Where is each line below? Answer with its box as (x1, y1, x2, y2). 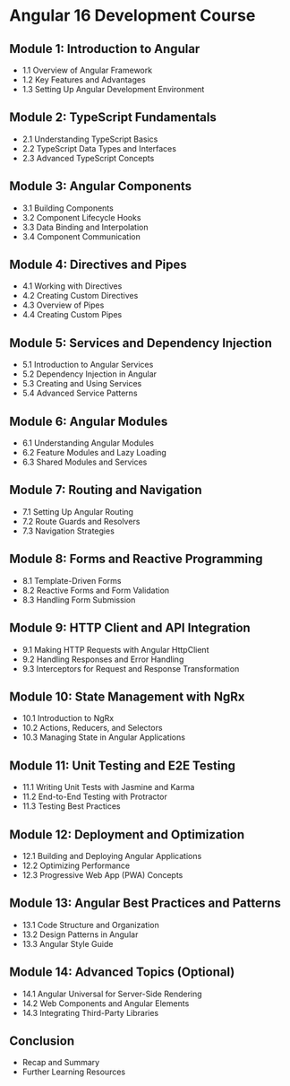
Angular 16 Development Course (9, 5, 256, 26)
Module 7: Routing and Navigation (9, 482, 202, 498)
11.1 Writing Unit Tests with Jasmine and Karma (21, 782, 195, 793)
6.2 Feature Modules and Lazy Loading (21, 447, 167, 458)
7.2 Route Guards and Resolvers (21, 516, 141, 526)
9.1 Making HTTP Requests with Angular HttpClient (21, 644, 209, 655)
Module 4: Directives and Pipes (9, 257, 187, 273)
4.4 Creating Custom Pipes (21, 309, 123, 320)
